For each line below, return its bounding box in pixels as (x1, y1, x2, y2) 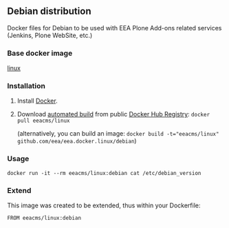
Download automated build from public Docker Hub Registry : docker (17, 110, 210, 118)
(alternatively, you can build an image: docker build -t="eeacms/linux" (17, 129, 219, 138)
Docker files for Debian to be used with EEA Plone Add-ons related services (7, 23, 222, 32)
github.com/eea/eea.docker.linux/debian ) (17, 137, 137, 145)
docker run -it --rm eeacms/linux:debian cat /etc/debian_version (7, 169, 201, 176)
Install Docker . (17, 96, 58, 105)
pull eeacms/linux (17, 117, 70, 125)
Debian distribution (7, 6, 91, 17)
